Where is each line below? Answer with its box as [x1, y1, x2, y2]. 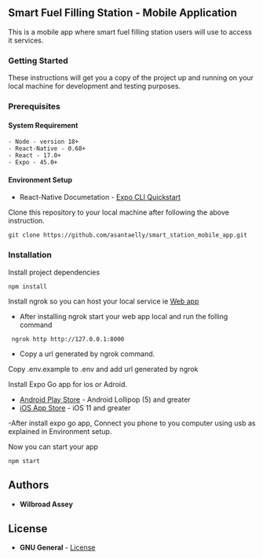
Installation [8, 249, 53, 260]
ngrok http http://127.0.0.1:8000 [11, 335, 125, 343]
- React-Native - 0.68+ [8, 145, 86, 153]
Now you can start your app [8, 442, 98, 451]
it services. [8, 35, 44, 45]
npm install [8, 282, 47, 290]
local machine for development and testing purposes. [8, 82, 181, 91]
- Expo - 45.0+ [8, 159, 58, 167]
